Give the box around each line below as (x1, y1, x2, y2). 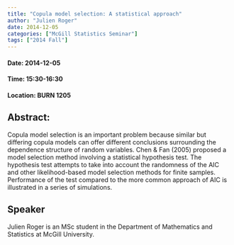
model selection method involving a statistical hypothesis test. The (7, 153, 202, 161)
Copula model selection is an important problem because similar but (7, 130, 207, 139)
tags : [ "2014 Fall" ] (7, 37, 69, 44)
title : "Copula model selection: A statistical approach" (7, 10, 182, 18)
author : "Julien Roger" (7, 17, 78, 24)
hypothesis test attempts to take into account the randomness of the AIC (7, 160, 220, 169)
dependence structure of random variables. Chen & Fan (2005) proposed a (7, 145, 227, 154)
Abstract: (7, 111, 50, 124)
